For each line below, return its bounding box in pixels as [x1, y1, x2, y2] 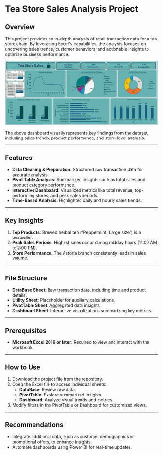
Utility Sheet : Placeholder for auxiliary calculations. [12, 297, 115, 303]
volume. [12, 255, 28, 261]
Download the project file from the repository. [12, 376, 103, 382]
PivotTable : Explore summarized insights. [19, 392, 103, 397]
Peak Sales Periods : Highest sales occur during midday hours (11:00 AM [12, 240, 157, 246]
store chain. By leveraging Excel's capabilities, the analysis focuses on [5, 41, 147, 47]
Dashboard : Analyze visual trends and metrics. [19, 396, 114, 403]
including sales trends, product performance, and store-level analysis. [5, 135, 146, 141]
